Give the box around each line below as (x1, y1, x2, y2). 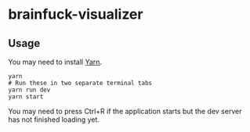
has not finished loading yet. (8, 115, 100, 124)
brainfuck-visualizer (8, 5, 143, 23)
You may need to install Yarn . (8, 57, 103, 66)
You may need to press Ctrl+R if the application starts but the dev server (8, 107, 242, 116)
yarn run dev (8, 86, 51, 94)
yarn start (8, 93, 44, 101)
